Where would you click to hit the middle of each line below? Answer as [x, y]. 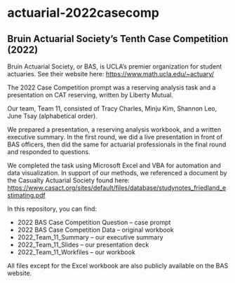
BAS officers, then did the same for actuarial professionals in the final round [117, 144]
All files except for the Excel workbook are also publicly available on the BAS [118, 265]
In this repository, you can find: [52, 209]
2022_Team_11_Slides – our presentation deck [83, 244]
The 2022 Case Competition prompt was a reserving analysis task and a [112, 88]
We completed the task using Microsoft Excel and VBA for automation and [114, 165]
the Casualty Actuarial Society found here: [68, 180]
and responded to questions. [49, 152]
